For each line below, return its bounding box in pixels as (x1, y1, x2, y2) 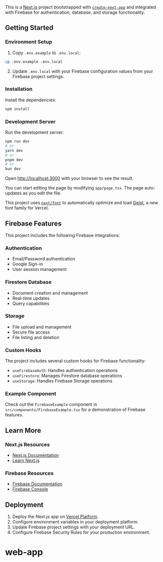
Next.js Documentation (12, 452, 59, 458)
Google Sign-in (12, 261, 43, 267)
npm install (5, 106, 30, 112)
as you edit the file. (23, 190, 62, 196)
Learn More (5, 426, 41, 435)
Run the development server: (5, 129, 64, 135)
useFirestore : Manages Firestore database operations (12, 373, 122, 379)
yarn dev (5, 148, 23, 153)
